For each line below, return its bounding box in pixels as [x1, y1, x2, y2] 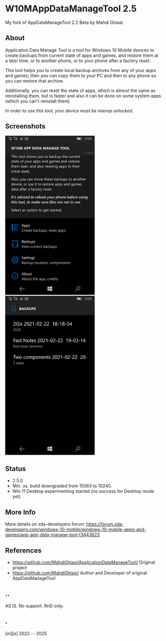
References [5, 546, 42, 554]
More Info [5, 508, 36, 516]
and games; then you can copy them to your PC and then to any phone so [5, 73, 157, 79]
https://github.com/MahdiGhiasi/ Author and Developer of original [12, 570, 147, 576]
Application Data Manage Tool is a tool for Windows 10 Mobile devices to [5, 47, 155, 53]
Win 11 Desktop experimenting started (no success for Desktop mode [12, 488, 154, 494]
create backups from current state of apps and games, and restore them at [5, 52, 159, 58]
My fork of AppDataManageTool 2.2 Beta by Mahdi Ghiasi [5, 19, 123, 25]
